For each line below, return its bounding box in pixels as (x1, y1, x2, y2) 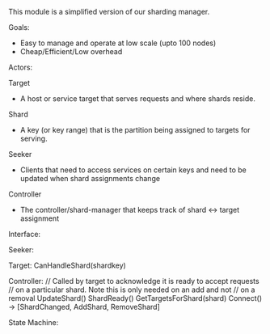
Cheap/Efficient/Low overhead (19, 47, 123, 56)
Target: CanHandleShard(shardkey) (8, 260, 127, 270)
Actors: (8, 62, 33, 72)
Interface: (8, 230, 41, 239)
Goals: (8, 23, 30, 32)
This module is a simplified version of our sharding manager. (8, 7, 210, 16)
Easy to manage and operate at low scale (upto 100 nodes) (19, 38, 217, 48)
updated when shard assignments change (19, 174, 160, 183)
